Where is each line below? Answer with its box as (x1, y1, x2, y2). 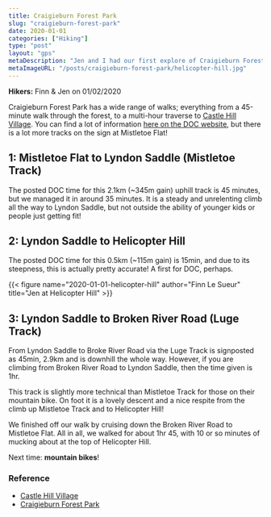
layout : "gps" (8, 49, 56, 57)
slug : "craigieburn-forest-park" (8, 19, 121, 27)
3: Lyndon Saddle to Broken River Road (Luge (8, 311, 240, 325)
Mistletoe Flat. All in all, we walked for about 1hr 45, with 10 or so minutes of (8, 428, 261, 438)
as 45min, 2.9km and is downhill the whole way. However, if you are (8, 354, 234, 364)
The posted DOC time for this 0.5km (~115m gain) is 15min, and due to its (8, 256, 250, 265)
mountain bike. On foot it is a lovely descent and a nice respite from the (8, 396, 245, 406)
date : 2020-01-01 (8, 27, 67, 35)
